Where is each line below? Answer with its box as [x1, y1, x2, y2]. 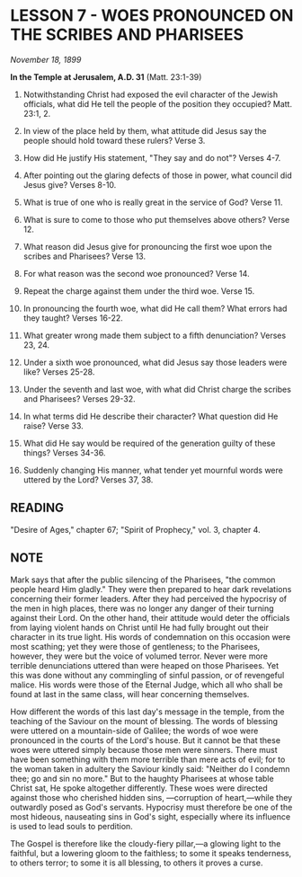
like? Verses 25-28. [22, 366, 95, 377]
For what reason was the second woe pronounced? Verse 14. [22, 268, 250, 279]
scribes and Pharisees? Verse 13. [22, 251, 147, 261]
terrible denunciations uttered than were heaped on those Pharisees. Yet [10, 660, 280, 670]
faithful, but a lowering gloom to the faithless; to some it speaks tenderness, [10, 847, 292, 858]
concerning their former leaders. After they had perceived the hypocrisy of [10, 593, 287, 604]
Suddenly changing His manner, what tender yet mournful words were [22, 465, 284, 475]
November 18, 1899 [10, 54, 82, 65]
